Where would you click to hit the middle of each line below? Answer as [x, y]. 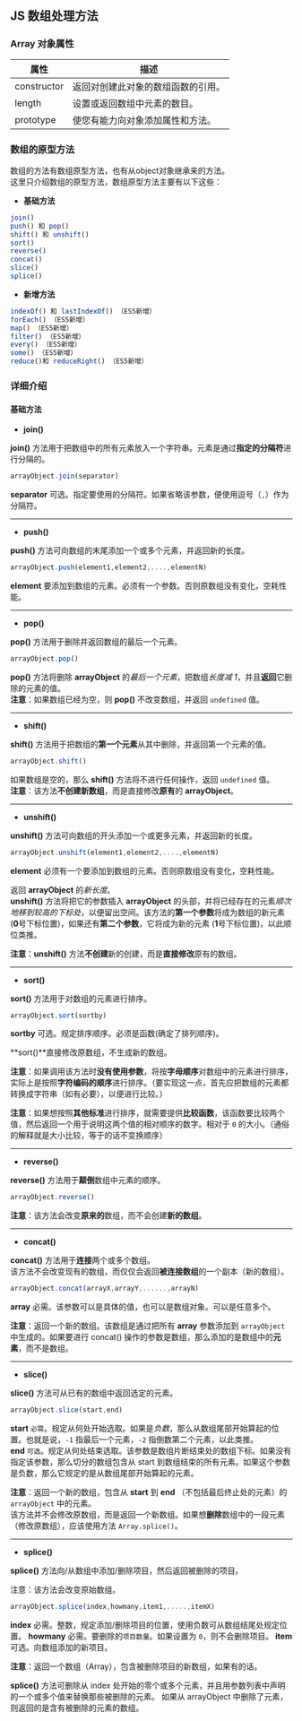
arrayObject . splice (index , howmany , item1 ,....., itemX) [113, 1607]
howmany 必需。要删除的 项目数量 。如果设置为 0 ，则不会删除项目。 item [160, 1636]
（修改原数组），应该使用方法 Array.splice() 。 [96, 1526]
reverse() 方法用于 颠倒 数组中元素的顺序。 [88, 1180]
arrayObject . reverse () [52, 1198]
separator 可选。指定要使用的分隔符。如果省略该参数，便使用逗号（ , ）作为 [150, 495]
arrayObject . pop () [44, 658]
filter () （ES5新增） [48, 336]
